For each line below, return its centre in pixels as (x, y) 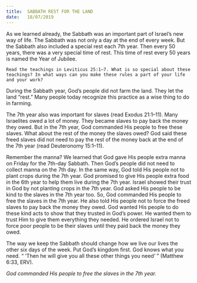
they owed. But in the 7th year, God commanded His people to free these (94, 127)
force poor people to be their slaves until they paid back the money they (93, 225)
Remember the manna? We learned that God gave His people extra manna (96, 157)
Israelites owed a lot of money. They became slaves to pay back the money (97, 120)
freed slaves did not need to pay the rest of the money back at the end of (95, 139)
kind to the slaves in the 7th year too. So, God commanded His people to (94, 194)
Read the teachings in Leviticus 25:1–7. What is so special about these (98, 69)
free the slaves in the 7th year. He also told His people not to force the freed (98, 201)
